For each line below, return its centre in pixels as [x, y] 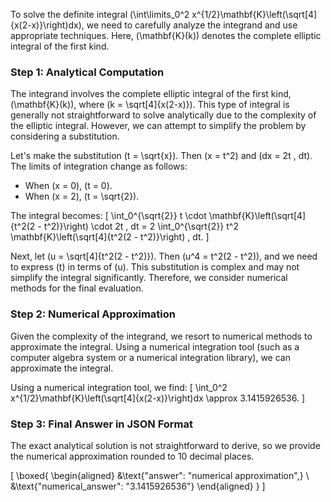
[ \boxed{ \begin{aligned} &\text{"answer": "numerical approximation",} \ [160, 475]
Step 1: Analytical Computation [87, 72]
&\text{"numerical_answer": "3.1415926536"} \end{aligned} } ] [138, 486]
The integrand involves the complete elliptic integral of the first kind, [151, 94]
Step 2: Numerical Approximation [93, 314]
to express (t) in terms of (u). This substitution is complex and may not [155, 267]
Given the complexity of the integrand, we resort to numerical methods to [161, 336]
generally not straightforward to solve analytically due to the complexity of [163, 115]
